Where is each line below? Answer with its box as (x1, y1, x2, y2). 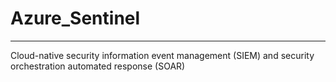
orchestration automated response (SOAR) (10, 60, 186, 72)
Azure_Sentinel (10, 7, 141, 30)
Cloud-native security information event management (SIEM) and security (10, 49, 315, 61)
